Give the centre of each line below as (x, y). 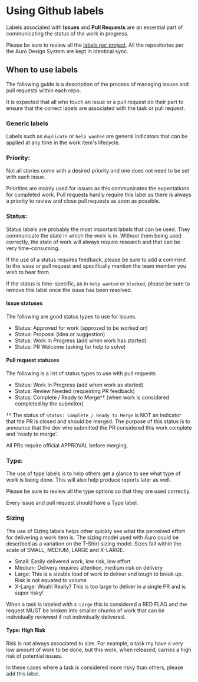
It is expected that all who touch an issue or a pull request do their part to (95, 102)
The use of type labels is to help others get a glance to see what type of (93, 473)
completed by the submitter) (49, 404)
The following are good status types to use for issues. (71, 316)
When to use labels (42, 70)
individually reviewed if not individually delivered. (66, 616)
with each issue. (26, 177)
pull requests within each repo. (44, 90)
